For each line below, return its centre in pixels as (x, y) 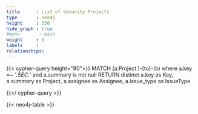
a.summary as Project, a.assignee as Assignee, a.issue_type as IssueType (98, 81)
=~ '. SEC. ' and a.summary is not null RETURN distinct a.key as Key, (90, 74)
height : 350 (28, 23)
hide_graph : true (29, 29)
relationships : (25, 51)
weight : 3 (25, 40)
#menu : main (31, 34)
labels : (23, 46)
